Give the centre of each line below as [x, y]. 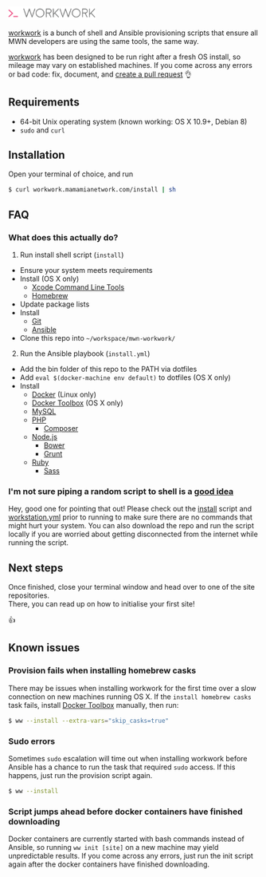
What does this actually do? [63, 237]
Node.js [45, 437]
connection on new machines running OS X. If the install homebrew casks [130, 697]
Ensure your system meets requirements [86, 270]
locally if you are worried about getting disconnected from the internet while [133, 534]
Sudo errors [32, 741]
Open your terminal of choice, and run [71, 174]
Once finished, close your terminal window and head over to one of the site [131, 587]
